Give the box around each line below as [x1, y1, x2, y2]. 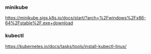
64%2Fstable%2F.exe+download [5, 20, 73, 26]
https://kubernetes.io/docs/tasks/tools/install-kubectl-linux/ [5, 43, 127, 49]
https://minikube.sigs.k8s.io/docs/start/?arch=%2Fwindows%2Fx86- [5, 15, 147, 21]
